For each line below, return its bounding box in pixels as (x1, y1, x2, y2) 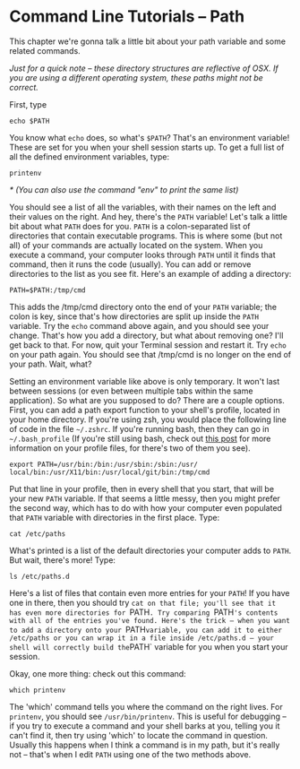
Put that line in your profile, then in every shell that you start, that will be (9, 483, 275, 494)
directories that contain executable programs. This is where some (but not (9, 230, 283, 241)
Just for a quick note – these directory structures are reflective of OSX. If (9, 63, 279, 73)
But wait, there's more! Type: (9, 554, 116, 566)
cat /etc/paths (9, 529, 66, 539)
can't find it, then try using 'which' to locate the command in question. (9, 730, 269, 740)
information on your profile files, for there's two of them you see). (9, 442, 251, 454)
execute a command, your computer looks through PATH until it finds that (9, 249, 276, 260)
